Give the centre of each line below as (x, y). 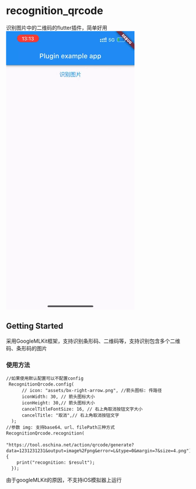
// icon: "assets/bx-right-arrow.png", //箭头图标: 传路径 (92, 391)
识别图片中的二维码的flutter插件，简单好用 (57, 27)
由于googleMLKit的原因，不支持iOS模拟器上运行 (64, 480)
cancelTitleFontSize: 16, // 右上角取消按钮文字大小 (82, 409)
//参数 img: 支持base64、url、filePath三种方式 (60, 428)
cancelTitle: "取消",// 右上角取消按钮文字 (70, 416)
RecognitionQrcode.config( (41, 384)
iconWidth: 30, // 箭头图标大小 (58, 397)
